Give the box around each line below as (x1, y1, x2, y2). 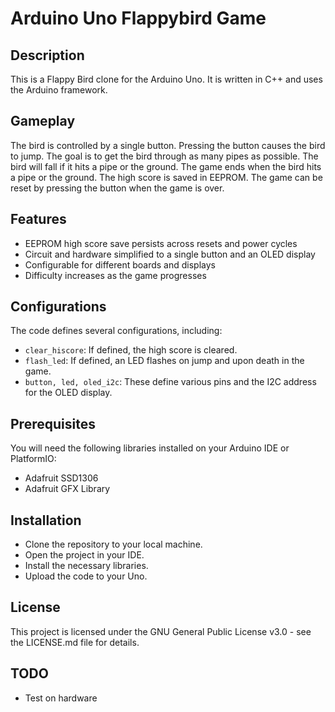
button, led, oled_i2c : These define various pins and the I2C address (24, 376, 317, 388)
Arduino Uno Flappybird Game (10, 7, 267, 30)
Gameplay (10, 113, 76, 130)
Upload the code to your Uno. (24, 570, 148, 582)
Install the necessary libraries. (24, 560, 149, 572)
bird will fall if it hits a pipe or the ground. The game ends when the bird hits (10, 160, 322, 172)
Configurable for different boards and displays (24, 258, 216, 271)
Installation (10, 512, 82, 529)
